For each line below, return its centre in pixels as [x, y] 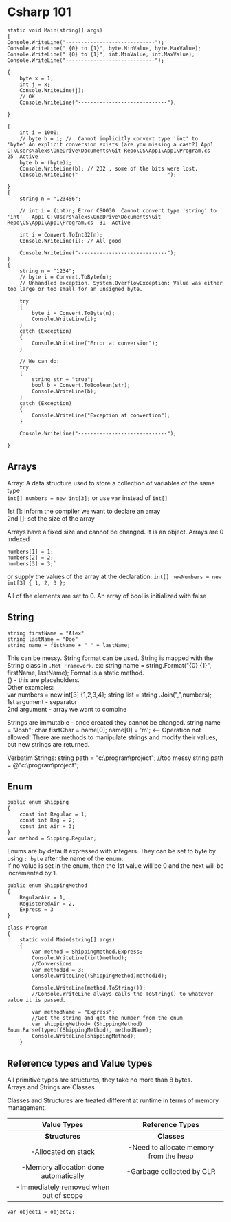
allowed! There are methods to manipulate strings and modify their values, [112, 737]
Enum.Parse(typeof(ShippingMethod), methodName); [80, 1030]
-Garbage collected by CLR [171, 1172]
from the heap [171, 1156]
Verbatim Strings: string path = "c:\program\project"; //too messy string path [115, 758]
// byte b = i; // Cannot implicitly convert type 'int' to [109, 138]
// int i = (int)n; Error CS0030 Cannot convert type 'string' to [118, 210]
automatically [63, 1176]
